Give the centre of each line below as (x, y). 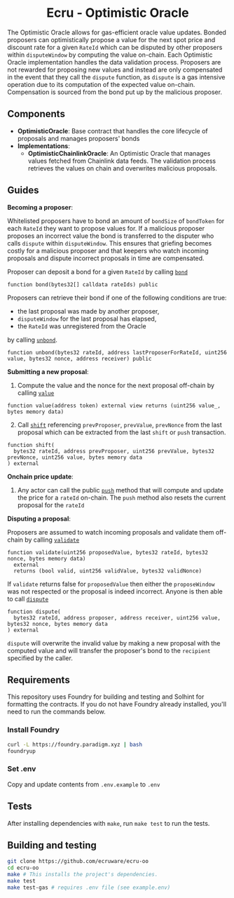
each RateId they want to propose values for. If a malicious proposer (106, 228)
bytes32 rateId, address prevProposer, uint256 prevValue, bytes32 (114, 451)
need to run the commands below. (57, 712)
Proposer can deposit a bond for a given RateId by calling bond (97, 272)
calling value (36, 393)
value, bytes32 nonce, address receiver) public (80, 358)
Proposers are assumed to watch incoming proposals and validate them (111, 532)
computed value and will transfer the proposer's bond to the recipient (109, 650)
